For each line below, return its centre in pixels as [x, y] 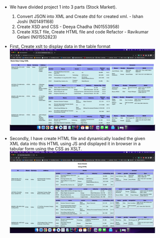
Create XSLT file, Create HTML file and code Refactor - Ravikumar [83, 32]
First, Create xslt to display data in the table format [60, 46]
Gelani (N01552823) [37, 37]
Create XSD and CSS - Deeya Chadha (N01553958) [68, 27]
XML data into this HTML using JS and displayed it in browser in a [75, 144]
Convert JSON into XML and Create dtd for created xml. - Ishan [80, 16]
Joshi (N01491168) [35, 22]
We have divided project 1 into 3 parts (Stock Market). [63, 7]
